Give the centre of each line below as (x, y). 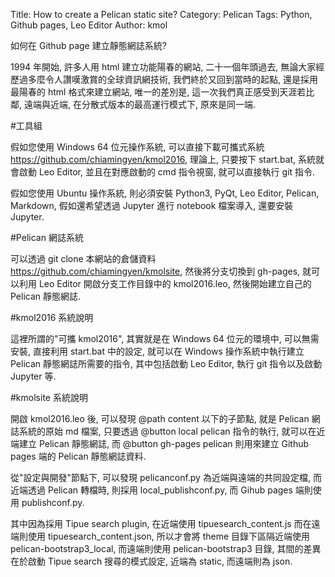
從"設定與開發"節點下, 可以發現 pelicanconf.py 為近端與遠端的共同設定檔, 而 (166, 477)
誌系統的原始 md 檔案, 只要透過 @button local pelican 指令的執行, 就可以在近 (168, 431)
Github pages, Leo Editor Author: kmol (89, 25)
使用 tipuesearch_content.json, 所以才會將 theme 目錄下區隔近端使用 (169, 536)
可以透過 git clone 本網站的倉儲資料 (83, 258)
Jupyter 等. (33, 376)
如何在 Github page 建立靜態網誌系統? (88, 45)
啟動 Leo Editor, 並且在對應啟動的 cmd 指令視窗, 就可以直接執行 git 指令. (167, 172)
